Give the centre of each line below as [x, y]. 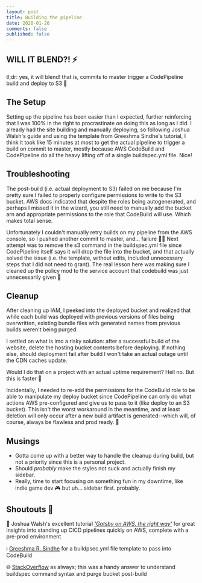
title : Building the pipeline [44, 17]
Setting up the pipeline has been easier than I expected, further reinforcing [99, 117]
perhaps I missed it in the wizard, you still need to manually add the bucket [99, 208]
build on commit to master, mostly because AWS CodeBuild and [85, 149]
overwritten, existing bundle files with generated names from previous [93, 323]
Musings [23, 441]
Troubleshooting [38, 174]
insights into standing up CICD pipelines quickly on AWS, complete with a [97, 530]
